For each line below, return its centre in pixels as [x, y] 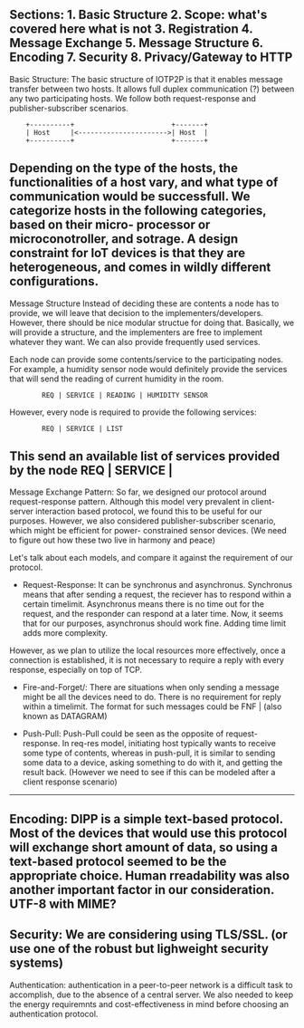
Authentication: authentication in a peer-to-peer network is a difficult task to [151, 985]
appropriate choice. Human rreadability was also [150, 875]
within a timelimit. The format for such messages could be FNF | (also [152, 706]
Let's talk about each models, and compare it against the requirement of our [151, 558]
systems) [37, 963]
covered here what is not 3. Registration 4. [131, 29]
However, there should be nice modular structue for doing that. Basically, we [152, 322]
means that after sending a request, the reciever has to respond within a [157, 595]
